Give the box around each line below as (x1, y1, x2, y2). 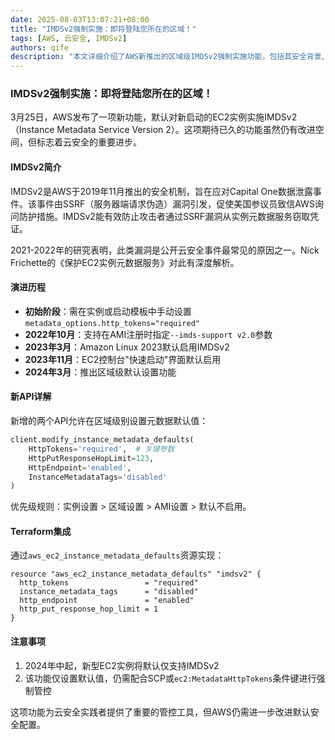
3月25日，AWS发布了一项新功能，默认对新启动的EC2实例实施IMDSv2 (10, 111, 298, 123)
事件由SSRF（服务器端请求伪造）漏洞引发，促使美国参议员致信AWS (36, 197, 315, 210)
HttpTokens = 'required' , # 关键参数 (28, 444, 175, 454)
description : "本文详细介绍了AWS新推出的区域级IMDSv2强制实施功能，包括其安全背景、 (10, 52, 330, 62)
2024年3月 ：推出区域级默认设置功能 (24, 366, 177, 378)
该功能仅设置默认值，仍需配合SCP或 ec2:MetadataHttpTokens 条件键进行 (24, 672, 317, 684)
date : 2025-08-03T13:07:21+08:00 (10, 14, 150, 25)
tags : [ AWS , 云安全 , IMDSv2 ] (10, 33, 128, 43)
